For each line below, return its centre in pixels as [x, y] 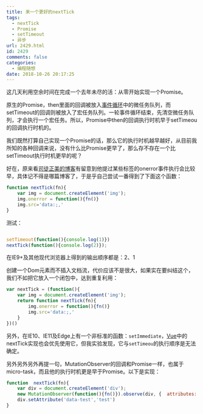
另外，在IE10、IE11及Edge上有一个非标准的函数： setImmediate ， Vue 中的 [97, 336]
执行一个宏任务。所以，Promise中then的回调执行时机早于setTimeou [112, 120]
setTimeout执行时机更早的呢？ [44, 156]
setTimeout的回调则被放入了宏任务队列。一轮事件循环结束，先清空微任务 [98, 112]
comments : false [27, 57]
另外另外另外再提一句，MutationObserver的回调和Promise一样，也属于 [95, 364]
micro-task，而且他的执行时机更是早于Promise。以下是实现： [83, 372]
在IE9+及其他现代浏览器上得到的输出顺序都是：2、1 [71, 257]
